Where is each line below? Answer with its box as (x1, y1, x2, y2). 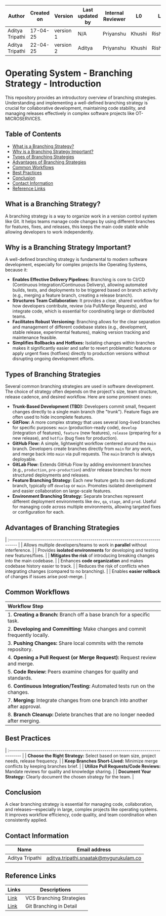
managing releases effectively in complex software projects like (5, 110, 135, 116)
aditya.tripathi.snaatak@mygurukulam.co (46, 854, 142, 861)
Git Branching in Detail (25, 903, 78, 910)
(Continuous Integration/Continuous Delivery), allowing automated (12, 282, 147, 288)
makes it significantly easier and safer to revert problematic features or (12, 345, 157, 351)
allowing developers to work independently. (5, 229, 94, 235)
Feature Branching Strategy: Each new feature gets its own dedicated (12, 477, 156, 483)
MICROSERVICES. (5, 115, 42, 121)
